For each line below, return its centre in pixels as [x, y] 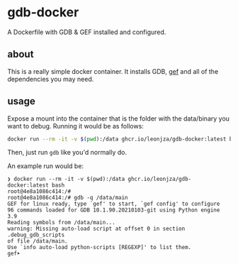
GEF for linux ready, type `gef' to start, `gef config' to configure [114, 204]
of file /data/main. [38, 241]
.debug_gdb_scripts [36, 235]
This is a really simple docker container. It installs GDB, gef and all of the [113, 71]
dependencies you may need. [51, 79]
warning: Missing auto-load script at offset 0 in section [96, 229]
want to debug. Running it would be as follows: [75, 126]
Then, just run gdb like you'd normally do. [67, 153]
